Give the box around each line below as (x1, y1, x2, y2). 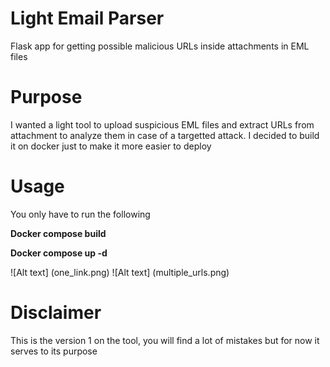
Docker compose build (10, 227, 107, 239)
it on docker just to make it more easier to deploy (10, 140, 212, 152)
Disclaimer (10, 302, 102, 324)
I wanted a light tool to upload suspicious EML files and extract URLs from (10, 118, 315, 131)
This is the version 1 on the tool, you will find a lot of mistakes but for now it (10, 334, 320, 346)
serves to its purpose (10, 345, 98, 357)
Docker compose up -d (10, 247, 108, 259)
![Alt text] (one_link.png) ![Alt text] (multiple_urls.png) (10, 266, 230, 278)
